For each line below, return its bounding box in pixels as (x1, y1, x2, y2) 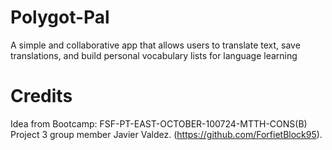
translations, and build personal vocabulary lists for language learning (10, 49, 298, 61)
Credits (10, 85, 73, 108)
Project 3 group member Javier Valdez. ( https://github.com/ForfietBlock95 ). (10, 128, 323, 140)
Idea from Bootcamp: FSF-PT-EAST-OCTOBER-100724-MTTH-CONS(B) (10, 117, 308, 130)
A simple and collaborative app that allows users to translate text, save (10, 39, 301, 51)
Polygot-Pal (10, 6, 110, 29)
